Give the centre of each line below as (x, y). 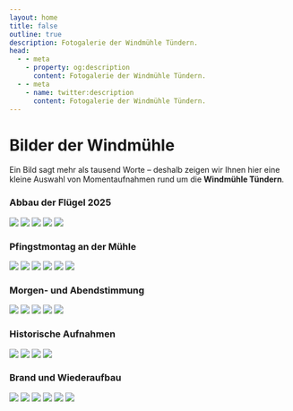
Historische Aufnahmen (63, 334)
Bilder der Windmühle (92, 145)
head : (19, 51)
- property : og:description (78, 68)
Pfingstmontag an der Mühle (73, 246)
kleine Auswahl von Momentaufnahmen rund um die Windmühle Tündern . (147, 179)
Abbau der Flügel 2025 (60, 202)
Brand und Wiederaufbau (65, 378)
